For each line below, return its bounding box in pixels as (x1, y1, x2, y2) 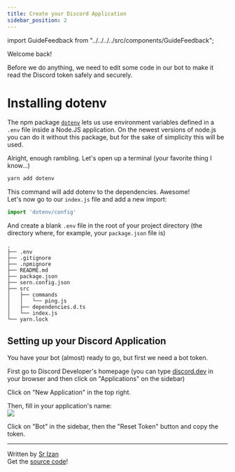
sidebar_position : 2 (7, 17, 68, 24)
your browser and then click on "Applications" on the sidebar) (7, 375, 185, 382)
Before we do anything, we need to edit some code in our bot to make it (7, 63, 214, 71)
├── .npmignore (7, 261, 52, 268)
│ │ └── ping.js (7, 298, 68, 305)
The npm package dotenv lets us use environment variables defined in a (7, 118, 215, 127)
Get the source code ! (7, 457, 69, 466)
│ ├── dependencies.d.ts (7, 304, 86, 311)
